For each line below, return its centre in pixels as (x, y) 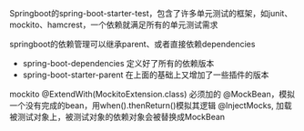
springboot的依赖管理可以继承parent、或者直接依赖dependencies (132, 44)
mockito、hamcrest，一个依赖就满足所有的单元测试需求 (114, 25)
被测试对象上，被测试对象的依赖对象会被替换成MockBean (117, 117)
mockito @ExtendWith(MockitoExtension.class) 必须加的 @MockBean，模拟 (152, 94)
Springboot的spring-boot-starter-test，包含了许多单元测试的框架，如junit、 (151, 13)
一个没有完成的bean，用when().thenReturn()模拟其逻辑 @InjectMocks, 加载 (151, 106)
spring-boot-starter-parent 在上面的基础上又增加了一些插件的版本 (146, 75)
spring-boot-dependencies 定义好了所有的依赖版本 (118, 63)
